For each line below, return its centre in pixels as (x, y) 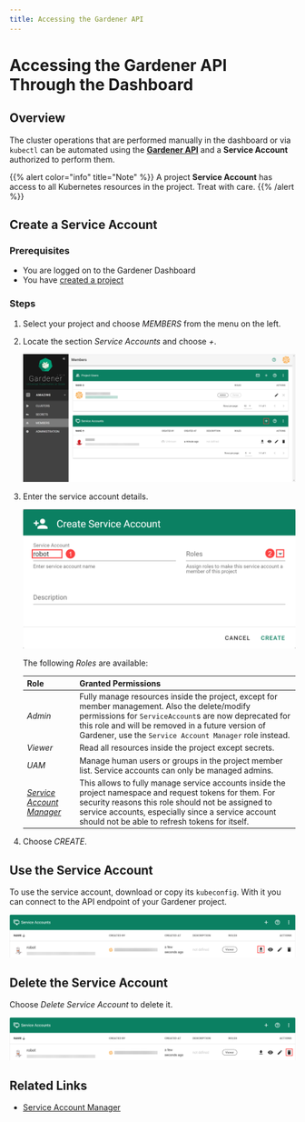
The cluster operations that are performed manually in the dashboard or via (150, 140)
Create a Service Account (84, 225)
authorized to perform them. (62, 159)
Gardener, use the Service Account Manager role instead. (185, 736)
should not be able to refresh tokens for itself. (164, 821)
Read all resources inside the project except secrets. (177, 748)
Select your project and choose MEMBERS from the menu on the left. (152, 324)
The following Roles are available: (85, 663)
